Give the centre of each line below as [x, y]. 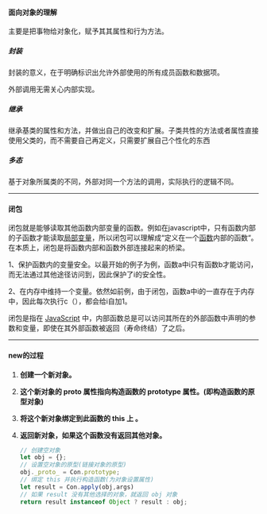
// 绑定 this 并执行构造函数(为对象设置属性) [87, 480]
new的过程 [26, 355]
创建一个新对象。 [48, 374]
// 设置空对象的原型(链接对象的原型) [73, 465]
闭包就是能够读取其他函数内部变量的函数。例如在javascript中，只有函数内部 [132, 228]
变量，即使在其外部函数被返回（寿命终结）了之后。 [105, 328]
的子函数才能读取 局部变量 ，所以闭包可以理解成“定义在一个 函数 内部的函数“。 [133, 238]
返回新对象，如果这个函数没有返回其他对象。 [93, 435]
